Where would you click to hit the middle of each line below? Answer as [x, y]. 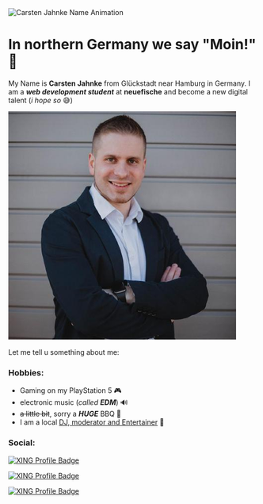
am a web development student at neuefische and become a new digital [128, 91]
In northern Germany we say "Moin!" [132, 45]
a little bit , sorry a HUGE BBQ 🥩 [70, 414]
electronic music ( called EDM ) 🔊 [74, 402]
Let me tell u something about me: [64, 352]
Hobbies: [26, 372]
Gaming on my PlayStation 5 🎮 [71, 391]
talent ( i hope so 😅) [40, 100]
